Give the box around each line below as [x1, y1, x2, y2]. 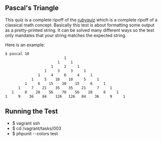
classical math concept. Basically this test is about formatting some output [5, 22, 155, 28]
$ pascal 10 [5, 51, 29, 56]
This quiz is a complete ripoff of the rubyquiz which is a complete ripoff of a [5, 17, 158, 22]
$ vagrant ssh [12, 120, 40, 126]
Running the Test [5, 107, 58, 116]
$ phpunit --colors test [12, 130, 58, 136]
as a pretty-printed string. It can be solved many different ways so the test [5, 27, 155, 33]
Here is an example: [5, 41, 45, 48]
